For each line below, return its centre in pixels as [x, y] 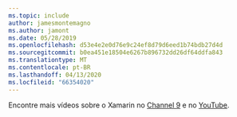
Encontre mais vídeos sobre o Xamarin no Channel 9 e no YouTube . [119, 105]
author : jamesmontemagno [49, 23]
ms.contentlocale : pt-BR [49, 68]
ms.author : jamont [39, 30]
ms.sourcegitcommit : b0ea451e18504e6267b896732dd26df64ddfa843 [116, 53]
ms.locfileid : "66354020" [51, 82]
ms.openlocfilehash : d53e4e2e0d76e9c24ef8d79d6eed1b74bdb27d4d [116, 45]
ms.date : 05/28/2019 [43, 38]
